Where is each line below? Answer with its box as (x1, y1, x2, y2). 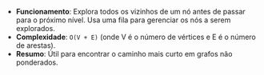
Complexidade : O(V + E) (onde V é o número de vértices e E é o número (15, 32, 256, 41)
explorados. (15, 24, 56, 33)
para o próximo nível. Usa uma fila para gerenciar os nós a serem (15, 15, 231, 25)
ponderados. (15, 57, 58, 67)
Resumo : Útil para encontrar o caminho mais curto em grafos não (15, 49, 233, 58)
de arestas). (15, 41, 56, 50)
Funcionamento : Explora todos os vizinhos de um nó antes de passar (15, 7, 246, 16)
